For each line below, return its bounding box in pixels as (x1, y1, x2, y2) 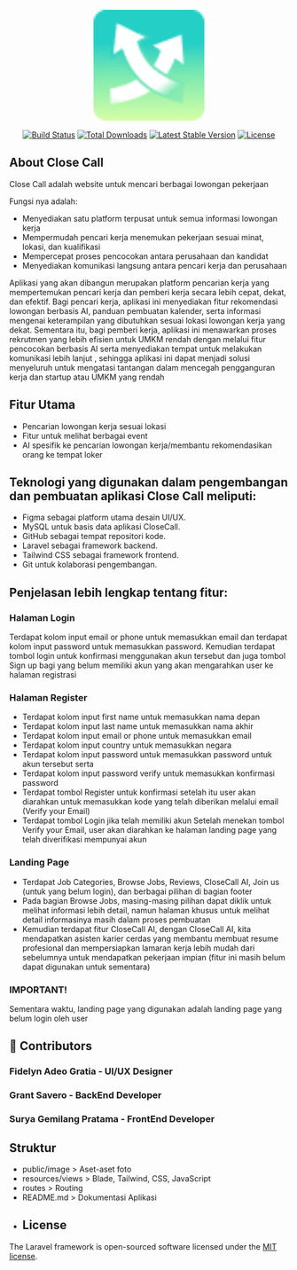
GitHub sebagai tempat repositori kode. (21, 531, 167, 542)
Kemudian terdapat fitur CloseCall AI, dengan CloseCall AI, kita (21, 923, 251, 934)
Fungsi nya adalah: (9, 196, 78, 207)
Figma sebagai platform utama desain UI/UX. (21, 512, 186, 523)
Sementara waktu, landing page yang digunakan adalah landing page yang (9, 1004, 282, 1015)
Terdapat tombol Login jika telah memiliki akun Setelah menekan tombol (21, 815, 285, 826)
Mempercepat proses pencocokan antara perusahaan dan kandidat (21, 250, 269, 262)
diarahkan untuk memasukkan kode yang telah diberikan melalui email (21, 796, 279, 807)
